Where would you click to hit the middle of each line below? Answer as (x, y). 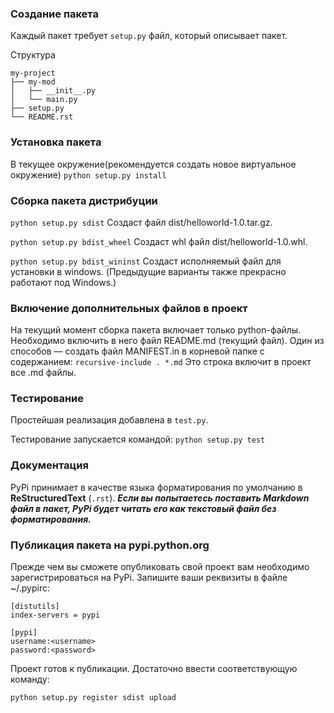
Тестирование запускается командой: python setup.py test (138, 439)
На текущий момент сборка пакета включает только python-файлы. (156, 330)
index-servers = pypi (55, 615)
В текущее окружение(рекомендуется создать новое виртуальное (153, 164)
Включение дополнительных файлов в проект (129, 308)
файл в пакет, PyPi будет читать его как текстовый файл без (143, 508)
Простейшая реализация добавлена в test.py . (109, 420)
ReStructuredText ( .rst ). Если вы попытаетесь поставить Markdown (160, 498)
